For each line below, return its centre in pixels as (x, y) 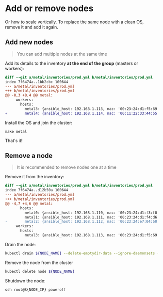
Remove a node (29, 156)
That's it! (14, 141)
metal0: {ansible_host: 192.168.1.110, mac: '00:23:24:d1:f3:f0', (93, 213)
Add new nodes (29, 42)
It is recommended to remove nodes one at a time (66, 167)
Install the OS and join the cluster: (39, 123)
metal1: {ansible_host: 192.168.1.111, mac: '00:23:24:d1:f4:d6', (93, 217)
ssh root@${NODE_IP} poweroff (36, 289)
